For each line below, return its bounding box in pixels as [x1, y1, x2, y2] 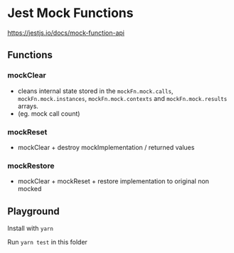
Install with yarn [7, 224, 53, 232]
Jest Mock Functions [7, 5, 134, 21]
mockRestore [7, 161, 55, 171]
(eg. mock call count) [17, 109, 80, 118]
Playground [7, 205, 60, 217]
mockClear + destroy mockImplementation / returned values [17, 143, 195, 151]
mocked [17, 185, 42, 193]
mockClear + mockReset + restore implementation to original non [17, 177, 210, 185]
